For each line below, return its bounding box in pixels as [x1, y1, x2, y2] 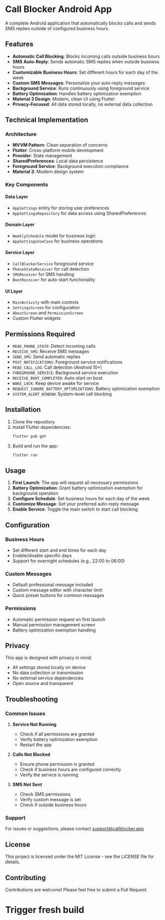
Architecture [5, 131, 37, 138]
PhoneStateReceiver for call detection [12, 266, 89, 272]
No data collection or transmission [12, 670, 83, 676]
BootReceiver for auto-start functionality [12, 277, 95, 283]
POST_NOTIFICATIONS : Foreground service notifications [12, 359, 122, 365]
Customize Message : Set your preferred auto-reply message [12, 501, 139, 507]
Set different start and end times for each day [12, 547, 106, 553]
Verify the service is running [19, 772, 78, 778]
